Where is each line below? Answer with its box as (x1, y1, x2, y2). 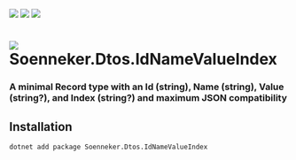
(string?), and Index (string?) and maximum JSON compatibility (9, 92, 288, 104)
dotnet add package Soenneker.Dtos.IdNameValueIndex (9, 142, 208, 151)
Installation (9, 119, 73, 134)
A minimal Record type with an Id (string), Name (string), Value (9, 80, 284, 93)
